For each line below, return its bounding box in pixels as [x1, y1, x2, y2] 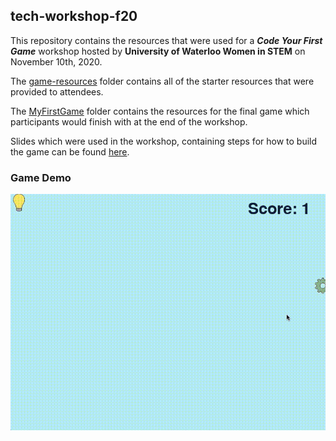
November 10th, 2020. [10, 55, 103, 68]
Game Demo [10, 170, 72, 184]
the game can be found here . [10, 145, 130, 158]
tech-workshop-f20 [10, 8, 138, 25]
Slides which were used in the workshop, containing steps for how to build [10, 135, 318, 147]
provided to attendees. [10, 85, 104, 98]
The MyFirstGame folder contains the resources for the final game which [10, 105, 310, 117]
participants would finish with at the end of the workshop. [10, 115, 248, 128]
